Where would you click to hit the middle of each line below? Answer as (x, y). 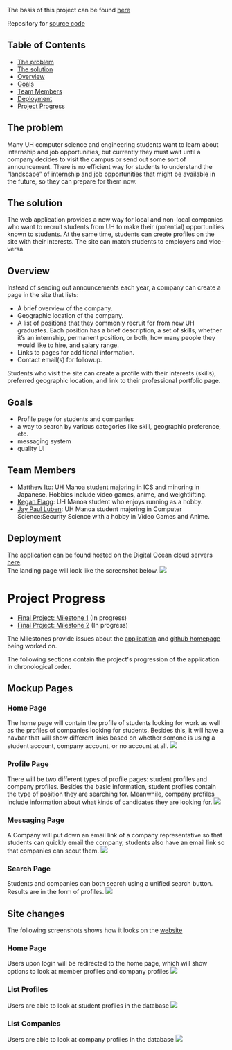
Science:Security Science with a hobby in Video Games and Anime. (113, 516)
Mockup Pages (40, 688)
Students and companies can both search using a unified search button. (110, 884)
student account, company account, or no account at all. (88, 746)
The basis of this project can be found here (69, 10)
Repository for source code (46, 23)
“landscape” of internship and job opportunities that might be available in (111, 174)
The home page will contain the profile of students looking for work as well (114, 723)
